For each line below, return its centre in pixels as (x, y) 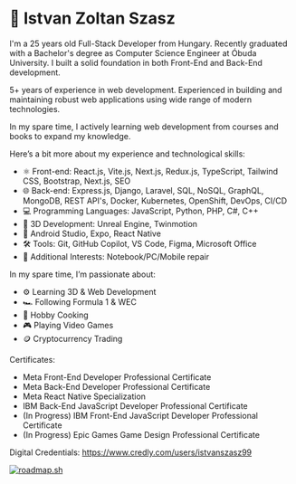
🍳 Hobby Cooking (55, 315)
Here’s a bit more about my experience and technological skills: (128, 154)
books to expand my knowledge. (70, 136)
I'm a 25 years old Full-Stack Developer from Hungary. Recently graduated (148, 43)
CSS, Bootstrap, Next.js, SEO (76, 181)
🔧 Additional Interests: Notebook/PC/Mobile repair (116, 256)
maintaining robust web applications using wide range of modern (131, 100)
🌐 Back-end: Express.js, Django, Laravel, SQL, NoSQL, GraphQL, (143, 190)
